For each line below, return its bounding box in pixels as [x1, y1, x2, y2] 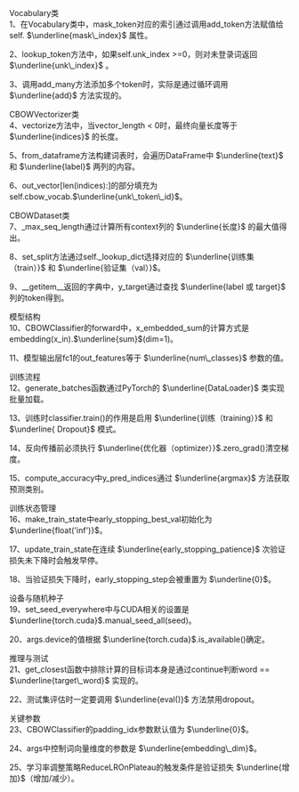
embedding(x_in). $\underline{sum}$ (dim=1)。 [9, 334, 179, 344]
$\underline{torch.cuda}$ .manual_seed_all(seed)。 [9, 615, 198, 626]
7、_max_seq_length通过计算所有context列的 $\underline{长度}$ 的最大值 [9, 222, 279, 231]
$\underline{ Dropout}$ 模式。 [9, 424, 122, 434]
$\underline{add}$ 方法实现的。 [9, 90, 126, 101]
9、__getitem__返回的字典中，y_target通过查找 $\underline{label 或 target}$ [9, 281, 287, 292]
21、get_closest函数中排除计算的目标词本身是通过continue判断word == [9, 664, 271, 675]
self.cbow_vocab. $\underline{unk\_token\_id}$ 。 [9, 191, 188, 202]
